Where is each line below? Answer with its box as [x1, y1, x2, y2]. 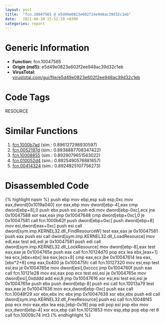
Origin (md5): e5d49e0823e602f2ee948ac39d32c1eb [12, 64, 124, 70]
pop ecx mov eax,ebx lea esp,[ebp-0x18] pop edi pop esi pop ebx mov [5, 302, 149, 307]
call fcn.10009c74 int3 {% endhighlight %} [5, 312, 91, 318]
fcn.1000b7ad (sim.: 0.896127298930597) [12, 142, 98, 148]
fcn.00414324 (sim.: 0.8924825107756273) [12, 163, 101, 169]
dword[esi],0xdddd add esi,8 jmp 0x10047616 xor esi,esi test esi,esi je [5, 276, 148, 281]
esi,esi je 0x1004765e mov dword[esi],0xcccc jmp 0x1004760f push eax [5, 265, 153, 271]
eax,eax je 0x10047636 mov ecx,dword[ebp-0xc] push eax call [5, 286, 133, 292]
